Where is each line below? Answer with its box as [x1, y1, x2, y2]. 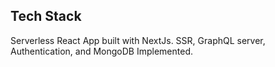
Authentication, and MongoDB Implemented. [10, 45, 193, 57]
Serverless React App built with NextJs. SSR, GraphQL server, [10, 34, 266, 46]
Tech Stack [10, 8, 82, 25]
